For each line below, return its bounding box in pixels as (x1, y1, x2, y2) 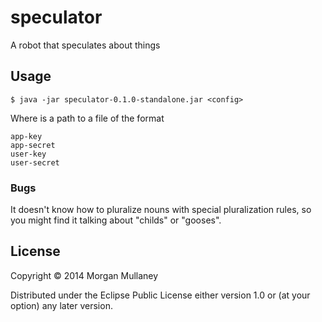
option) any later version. (10, 299, 113, 311)
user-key (10, 149, 47, 159)
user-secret (10, 157, 60, 168)
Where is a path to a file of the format (10, 112, 165, 124)
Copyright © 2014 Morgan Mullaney (10, 269, 159, 281)
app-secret (10, 140, 56, 150)
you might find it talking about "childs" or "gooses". (10, 214, 222, 226)
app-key (10, 131, 43, 141)
